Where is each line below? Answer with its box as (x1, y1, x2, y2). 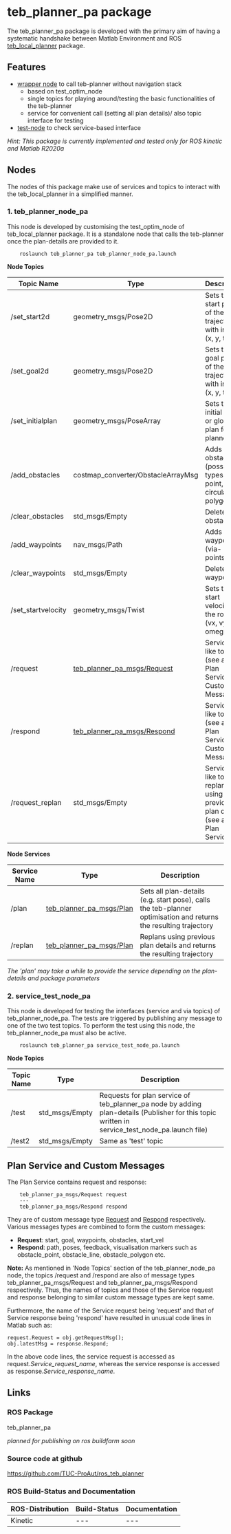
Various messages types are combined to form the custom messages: (7, 1222, 206, 1231)
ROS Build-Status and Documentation (7, 1487, 135, 1496)
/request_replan (10, 797, 62, 807)
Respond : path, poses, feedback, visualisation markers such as (16, 1243, 197, 1251)
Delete (205, 507, 226, 517)
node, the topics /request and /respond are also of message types (7, 1271, 195, 1279)
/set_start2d (10, 312, 50, 321)
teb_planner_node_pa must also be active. (7, 1029, 127, 1037)
